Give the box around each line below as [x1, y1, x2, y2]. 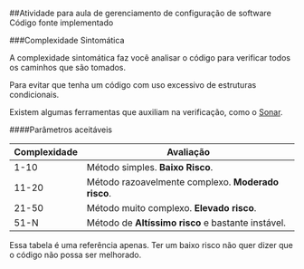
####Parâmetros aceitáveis [9, 124, 113, 135]
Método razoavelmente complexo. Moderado [86, 176, 279, 188]
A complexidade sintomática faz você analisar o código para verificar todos [9, 53, 291, 62]
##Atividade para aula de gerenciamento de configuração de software [9, 8, 271, 18]
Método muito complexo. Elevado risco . [86, 202, 257, 214]
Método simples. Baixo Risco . [86, 161, 214, 173]
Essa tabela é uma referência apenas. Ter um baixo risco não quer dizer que [9, 240, 294, 250]
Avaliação [166, 146, 211, 158]
